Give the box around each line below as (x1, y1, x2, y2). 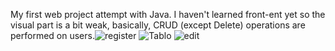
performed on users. (10, 30, 95, 41)
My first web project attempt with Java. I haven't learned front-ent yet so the (10, 9, 326, 20)
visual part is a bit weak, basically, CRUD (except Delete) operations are (10, 19, 306, 31)
